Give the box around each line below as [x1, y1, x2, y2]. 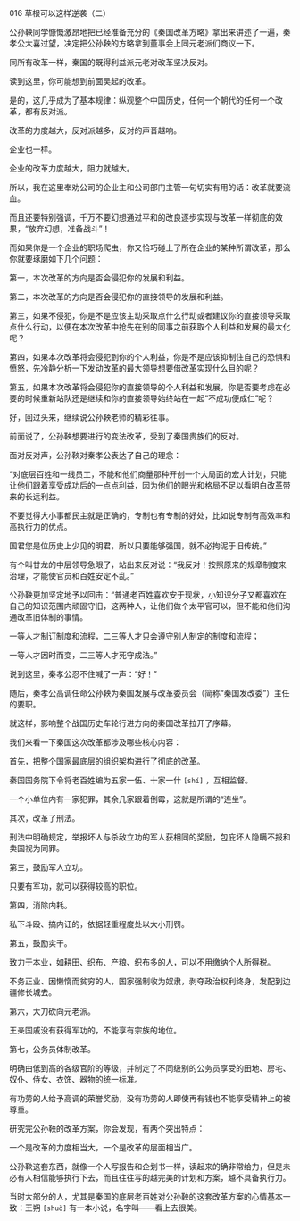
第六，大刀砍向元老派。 [9, 1006, 96, 1016]
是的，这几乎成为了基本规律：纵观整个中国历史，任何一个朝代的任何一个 [9, 95, 275, 105]
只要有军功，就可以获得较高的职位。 [9, 881, 143, 891]
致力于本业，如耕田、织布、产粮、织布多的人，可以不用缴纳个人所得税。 [9, 957, 275, 967]
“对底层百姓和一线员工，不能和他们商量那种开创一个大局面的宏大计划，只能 [9, 469, 287, 480]
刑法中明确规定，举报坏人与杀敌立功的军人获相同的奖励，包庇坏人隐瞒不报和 [9, 832, 291, 842]
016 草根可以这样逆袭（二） [9, 8, 112, 18]
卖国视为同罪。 [9, 843, 64, 853]
